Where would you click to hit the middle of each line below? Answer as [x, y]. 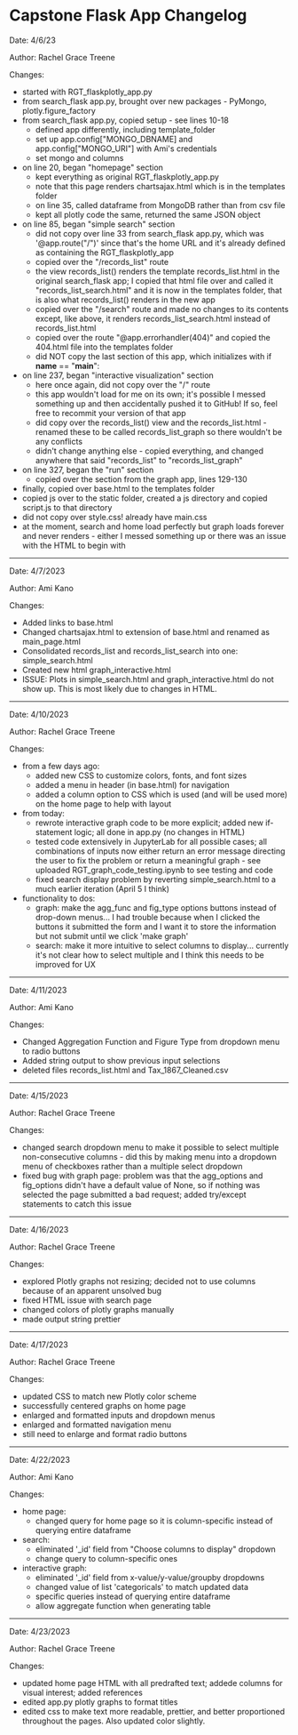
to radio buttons [51, 1051]
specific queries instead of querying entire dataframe [133, 1596]
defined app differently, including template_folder [125, 129]
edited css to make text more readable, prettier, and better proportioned [153, 1711]
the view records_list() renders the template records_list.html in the [157, 271]
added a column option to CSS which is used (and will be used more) [161, 794]
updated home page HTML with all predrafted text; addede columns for [153, 1683]
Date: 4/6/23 [32, 40]
